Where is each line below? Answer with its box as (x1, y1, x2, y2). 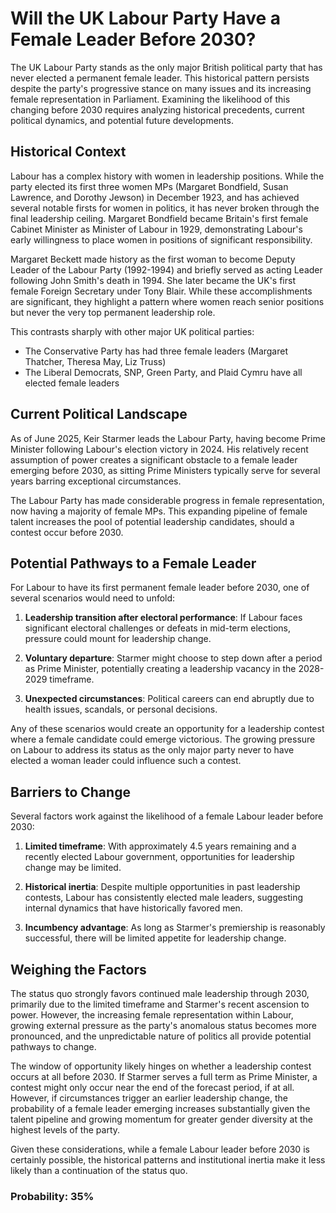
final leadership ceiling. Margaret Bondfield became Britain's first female (10, 212, 309, 224)
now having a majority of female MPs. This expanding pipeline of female (10, 505, 308, 517)
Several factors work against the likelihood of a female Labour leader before (10, 810, 324, 822)
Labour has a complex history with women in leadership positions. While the (10, 170, 325, 182)
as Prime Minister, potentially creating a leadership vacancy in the (24, 663, 297, 675)
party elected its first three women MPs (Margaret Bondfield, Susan (10, 180, 289, 192)
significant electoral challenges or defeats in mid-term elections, (24, 622, 291, 634)
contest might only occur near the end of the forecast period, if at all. (10, 1082, 295, 1093)
